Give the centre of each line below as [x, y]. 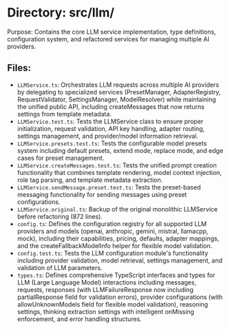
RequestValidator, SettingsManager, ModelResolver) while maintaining [116, 99]
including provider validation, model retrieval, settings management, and [119, 260]
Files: [19, 68]
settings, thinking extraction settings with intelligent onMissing [106, 311]
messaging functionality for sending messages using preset [102, 194]
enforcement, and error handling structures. [80, 319]
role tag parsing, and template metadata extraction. [90, 180]
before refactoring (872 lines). [60, 216]
